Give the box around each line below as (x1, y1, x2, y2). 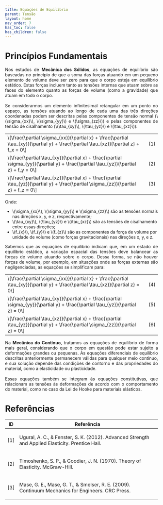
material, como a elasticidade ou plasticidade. (5, 365, 97, 371)
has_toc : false (5, 25, 36, 30)
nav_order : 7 (5, 20, 32, 26)
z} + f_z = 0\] (7, 186, 37, 193)
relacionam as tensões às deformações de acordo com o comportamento (5, 381, 158, 387)
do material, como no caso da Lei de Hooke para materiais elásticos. (5, 386, 142, 392)
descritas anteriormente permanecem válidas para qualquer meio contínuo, (5, 355, 158, 361)
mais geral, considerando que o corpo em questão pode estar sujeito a (5, 345, 158, 351)
